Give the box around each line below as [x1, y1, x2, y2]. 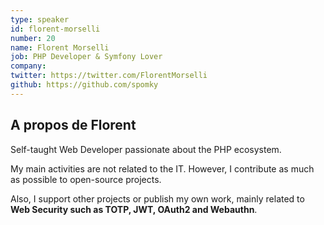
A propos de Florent [10, 117, 137, 134]
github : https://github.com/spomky [10, 80, 159, 90]
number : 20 [10, 33, 56, 43]
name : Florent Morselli [10, 42, 110, 53]
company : [10, 61, 47, 71]
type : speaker [10, 14, 70, 25]
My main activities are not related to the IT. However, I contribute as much [10, 162, 315, 175]
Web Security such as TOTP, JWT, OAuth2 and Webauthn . [10, 203, 258, 215]
